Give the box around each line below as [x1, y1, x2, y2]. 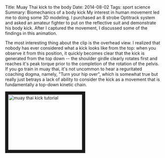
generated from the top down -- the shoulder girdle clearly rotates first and [5, 56, 158, 61]
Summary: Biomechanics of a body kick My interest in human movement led [5, 9, 160, 15]
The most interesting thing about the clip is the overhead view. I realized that [5, 40, 161, 46]
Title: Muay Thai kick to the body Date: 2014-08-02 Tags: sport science [5, 4, 151, 10]
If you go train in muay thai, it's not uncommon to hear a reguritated [5, 66, 142, 72]
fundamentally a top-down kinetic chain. [5, 82, 87, 88]
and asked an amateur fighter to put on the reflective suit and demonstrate [5, 20, 157, 26]
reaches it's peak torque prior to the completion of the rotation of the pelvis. [5, 61, 160, 66]
